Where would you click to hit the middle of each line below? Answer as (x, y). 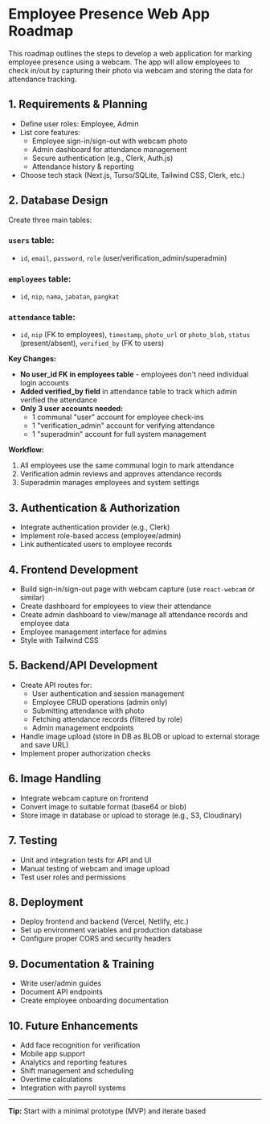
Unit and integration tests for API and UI (86, 860)
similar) (32, 598)
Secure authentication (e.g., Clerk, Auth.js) (102, 158)
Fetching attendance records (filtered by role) (107, 719)
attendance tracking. (43, 79)
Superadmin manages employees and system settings (109, 483)
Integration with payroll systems (73, 1088)
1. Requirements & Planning (78, 104)
